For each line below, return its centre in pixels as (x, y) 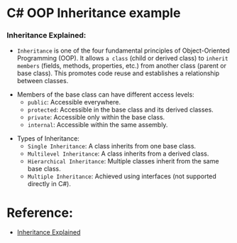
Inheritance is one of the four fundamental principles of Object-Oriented (123, 50)
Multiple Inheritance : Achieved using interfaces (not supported (122, 176)
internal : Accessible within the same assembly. (98, 125)
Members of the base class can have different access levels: (105, 94)
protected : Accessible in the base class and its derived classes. (120, 110)
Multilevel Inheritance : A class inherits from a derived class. (118, 153)
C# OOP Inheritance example (94, 13)
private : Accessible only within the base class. (96, 117)
